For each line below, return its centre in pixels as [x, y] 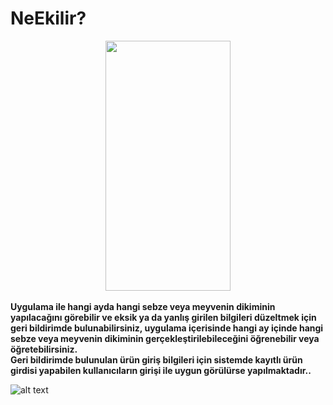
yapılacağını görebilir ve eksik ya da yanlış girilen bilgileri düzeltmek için [163, 317]
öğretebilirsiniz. [44, 349]
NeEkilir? [48, 18]
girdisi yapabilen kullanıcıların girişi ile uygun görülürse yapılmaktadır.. [161, 370]
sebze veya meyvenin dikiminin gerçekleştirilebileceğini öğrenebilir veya [165, 338]
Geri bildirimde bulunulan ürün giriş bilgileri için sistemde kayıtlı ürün [156, 359]
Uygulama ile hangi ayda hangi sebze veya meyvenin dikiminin [143, 306]
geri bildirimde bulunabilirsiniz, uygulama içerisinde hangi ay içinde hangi [167, 328]
